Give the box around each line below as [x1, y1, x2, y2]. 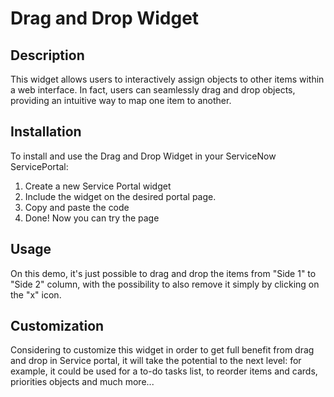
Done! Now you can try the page [24, 212, 160, 224]
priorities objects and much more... [10, 376, 155, 388]
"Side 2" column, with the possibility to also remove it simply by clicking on [10, 278, 320, 290]
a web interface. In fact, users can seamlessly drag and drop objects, [10, 84, 296, 96]
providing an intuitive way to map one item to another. [10, 95, 232, 106]
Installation [10, 123, 82, 141]
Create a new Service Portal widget [24, 180, 172, 192]
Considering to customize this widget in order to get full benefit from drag [10, 344, 315, 356]
